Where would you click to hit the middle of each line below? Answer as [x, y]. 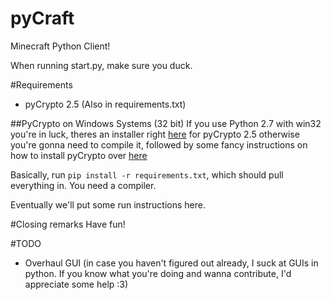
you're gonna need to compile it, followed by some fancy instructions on [159, 144]
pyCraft [42, 18]
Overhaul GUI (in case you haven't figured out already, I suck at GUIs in [171, 263]
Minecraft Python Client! [60, 46]
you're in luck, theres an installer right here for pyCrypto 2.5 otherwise [155, 134]
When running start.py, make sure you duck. [101, 65]
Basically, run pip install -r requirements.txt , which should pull [147, 174]
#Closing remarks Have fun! [68, 224]
